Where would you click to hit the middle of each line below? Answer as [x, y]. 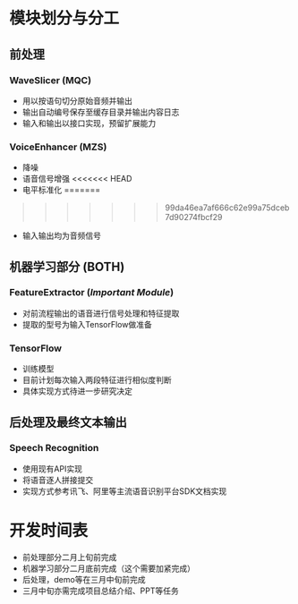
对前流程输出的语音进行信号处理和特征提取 [101, 313]
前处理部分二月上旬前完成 [69, 557]
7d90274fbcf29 [194, 217]
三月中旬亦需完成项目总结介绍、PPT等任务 [100, 591]
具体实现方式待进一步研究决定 [77, 391]
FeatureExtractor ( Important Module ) [92, 293]
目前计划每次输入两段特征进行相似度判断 [97, 380]
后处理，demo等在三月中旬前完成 [84, 579]
